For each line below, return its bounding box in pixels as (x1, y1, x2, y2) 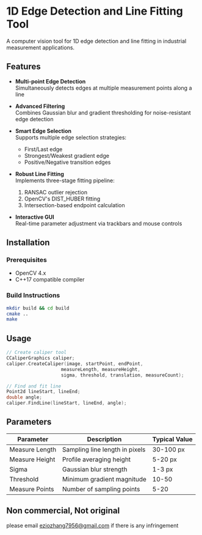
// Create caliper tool (6, 349, 67, 356)
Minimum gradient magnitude (62, 475, 146, 483)
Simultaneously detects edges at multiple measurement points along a (15, 84, 192, 91)
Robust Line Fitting (15, 170, 64, 177)
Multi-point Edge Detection (15, 77, 86, 85)
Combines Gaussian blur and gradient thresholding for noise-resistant (15, 108, 191, 116)
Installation (6, 238, 50, 248)
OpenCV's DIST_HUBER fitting (24, 195, 101, 202)
